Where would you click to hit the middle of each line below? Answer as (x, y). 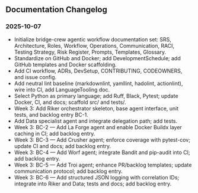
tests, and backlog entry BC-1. (51, 115)
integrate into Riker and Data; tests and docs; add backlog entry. (93, 184)
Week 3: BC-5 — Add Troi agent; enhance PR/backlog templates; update (103, 165)
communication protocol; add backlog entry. (68, 171)
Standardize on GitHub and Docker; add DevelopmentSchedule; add (98, 58)
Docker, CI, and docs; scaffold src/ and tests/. (70, 102)
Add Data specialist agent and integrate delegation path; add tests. (96, 121)
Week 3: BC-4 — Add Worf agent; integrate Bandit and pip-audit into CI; (102, 152)
